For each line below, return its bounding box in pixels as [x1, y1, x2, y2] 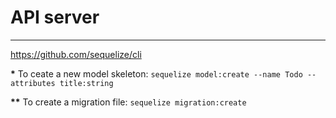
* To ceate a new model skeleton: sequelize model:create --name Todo [10, 67, 303, 80]
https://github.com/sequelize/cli [10, 48, 142, 60]
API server [10, 6, 100, 29]
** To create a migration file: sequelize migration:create [10, 96, 247, 108]
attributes [10, 78, 56, 88]
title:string [59, 78, 114, 88]
